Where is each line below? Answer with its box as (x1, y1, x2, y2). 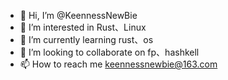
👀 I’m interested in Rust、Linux (19, 21, 147, 33)
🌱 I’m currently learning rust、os (19, 34, 154, 45)
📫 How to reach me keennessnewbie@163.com (19, 58, 218, 70)
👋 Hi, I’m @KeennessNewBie (19, 10, 138, 21)
